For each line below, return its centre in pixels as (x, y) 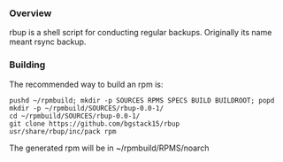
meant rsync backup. (48, 42)
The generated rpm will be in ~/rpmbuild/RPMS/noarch (109, 148)
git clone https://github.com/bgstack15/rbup (94, 123)
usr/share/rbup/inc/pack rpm (63, 131)
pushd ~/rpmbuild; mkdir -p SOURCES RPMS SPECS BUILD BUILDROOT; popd (142, 100)
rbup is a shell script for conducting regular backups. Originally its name (141, 33)
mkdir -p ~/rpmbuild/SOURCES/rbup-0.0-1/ (87, 108)
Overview (31, 13)
